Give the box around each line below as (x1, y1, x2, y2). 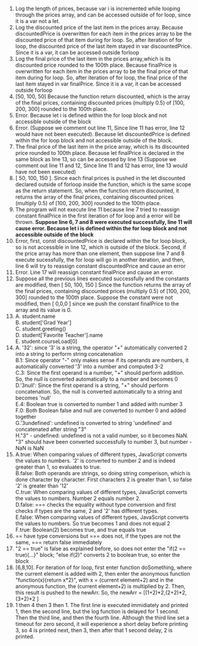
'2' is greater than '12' (15, 482, 68, 489)
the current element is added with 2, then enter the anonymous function (15, 570, 190, 577)
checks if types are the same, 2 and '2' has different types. (15, 508, 159, 514)
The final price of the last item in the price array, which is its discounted (15, 143, 189, 150)
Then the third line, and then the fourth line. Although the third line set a (15, 614, 189, 621)
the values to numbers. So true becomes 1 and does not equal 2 (15, 520, 170, 527)
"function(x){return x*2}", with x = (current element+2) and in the (15, 576, 174, 583)
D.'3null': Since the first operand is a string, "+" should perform (15, 382, 169, 389)
